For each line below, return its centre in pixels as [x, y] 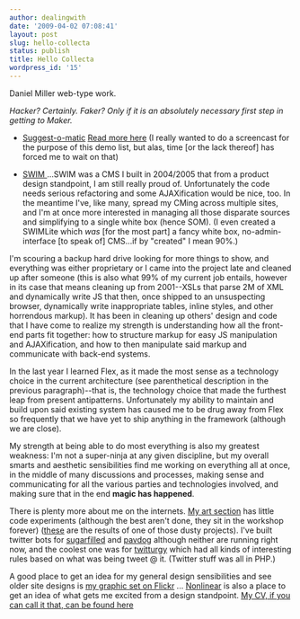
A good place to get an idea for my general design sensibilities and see [141, 576]
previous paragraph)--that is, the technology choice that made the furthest [148, 390]
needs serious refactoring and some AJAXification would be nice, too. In [156, 193]
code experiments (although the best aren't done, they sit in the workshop [147, 520]
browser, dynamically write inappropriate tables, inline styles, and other [141, 305]
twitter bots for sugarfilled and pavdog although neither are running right [144, 539]
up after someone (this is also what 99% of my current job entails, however [148, 277]
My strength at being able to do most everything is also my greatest [134, 446]
